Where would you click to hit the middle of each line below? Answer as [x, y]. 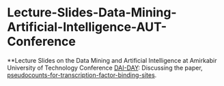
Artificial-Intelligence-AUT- [87, 27]
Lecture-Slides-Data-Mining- [92, 13]
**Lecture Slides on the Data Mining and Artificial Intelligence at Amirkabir [112, 60]
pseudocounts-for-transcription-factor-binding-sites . [82, 75]
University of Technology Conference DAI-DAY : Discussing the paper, [105, 68]
